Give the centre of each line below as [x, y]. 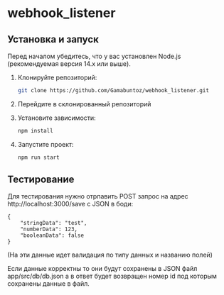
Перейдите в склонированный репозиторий [84, 104]
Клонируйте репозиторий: [57, 77]
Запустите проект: [46, 144]
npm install [35, 130]
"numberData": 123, [49, 229]
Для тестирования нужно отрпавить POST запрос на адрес [98, 196]
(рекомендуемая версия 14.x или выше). [69, 64]
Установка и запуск [53, 39]
